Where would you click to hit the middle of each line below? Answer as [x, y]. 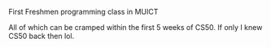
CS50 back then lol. [42, 36]
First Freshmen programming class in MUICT [83, 12]
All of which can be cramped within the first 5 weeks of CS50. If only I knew [135, 27]
